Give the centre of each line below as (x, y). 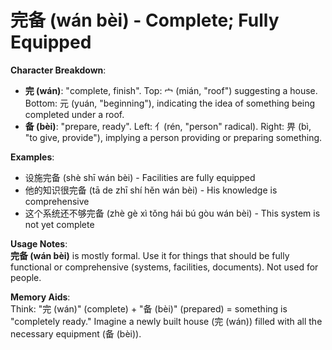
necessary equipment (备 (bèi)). (76, 333)
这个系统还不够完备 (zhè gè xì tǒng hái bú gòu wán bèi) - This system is (172, 213)
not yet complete (59, 224)
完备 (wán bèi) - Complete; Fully (145, 20)
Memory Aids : (40, 297)
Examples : (32, 157)
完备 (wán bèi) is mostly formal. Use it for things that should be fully (150, 255)
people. (26, 277)
